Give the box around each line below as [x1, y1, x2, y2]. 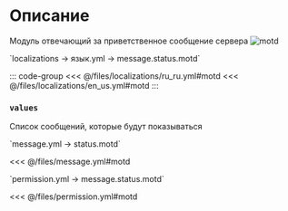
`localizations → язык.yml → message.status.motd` [9, 53, 201, 63]
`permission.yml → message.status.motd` [9, 174, 165, 185]
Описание [9, 5, 90, 26]
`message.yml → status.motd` [9, 139, 121, 149]
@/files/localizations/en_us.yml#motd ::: [9, 80, 159, 91]
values [9, 102, 39, 113]
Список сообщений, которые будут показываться [9, 121, 203, 132]
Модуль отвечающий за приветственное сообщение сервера [9, 35, 249, 46]
